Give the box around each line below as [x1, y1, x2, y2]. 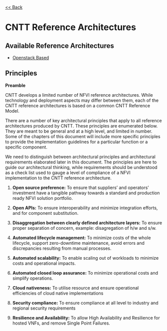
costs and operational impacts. [12, 260, 76, 266]
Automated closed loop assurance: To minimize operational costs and [12, 270, 159, 276]
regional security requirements [12, 305, 76, 311]
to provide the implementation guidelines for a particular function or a [5, 139, 148, 145]
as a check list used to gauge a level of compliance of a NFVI [5, 169, 131, 175]
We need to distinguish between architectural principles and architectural [5, 154, 156, 160]
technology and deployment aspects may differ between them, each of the [5, 97, 159, 103]
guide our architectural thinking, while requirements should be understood [5, 164, 158, 170]
